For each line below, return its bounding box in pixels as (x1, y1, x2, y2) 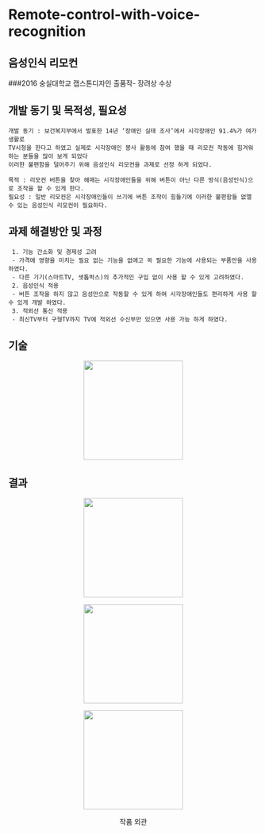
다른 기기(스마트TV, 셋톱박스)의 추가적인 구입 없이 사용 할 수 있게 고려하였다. (18, 273, 244, 281)
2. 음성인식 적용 (11, 282, 60, 290)
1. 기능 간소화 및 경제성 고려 (11, 248, 97, 256)
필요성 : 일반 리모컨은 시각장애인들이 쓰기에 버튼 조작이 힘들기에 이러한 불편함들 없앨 (8, 193, 252, 201)
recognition (8, 22, 86, 40)
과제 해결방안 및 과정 (8, 225, 102, 239)
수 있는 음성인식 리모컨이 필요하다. (8, 201, 108, 209)
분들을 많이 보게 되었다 (22, 152, 88, 160)
